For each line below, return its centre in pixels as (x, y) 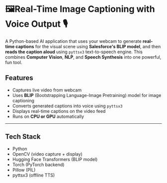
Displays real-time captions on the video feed (59, 111)
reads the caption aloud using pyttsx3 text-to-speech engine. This (74, 52)
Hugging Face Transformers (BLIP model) (55, 159)
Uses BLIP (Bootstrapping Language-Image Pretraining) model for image (87, 95)
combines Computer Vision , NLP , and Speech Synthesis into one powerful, (83, 57)
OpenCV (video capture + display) (47, 154)
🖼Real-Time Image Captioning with (80, 9)
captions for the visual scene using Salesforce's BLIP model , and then (88, 46)
